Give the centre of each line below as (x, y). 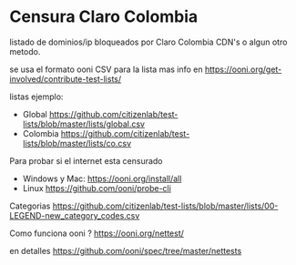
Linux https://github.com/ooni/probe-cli (97, 188)
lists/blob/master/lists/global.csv (84, 124)
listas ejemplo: (36, 97)
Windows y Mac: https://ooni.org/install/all (102, 178)
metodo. (25, 51)
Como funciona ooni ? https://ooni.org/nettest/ (97, 233)
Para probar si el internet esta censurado (86, 160)
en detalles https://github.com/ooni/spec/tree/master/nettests (126, 250)
